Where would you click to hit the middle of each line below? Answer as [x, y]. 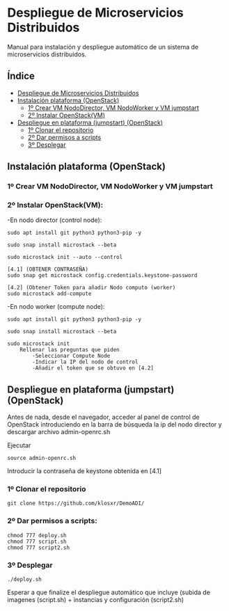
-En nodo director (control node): [55, 220]
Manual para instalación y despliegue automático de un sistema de [103, 47]
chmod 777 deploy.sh [37, 535]
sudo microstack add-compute [49, 294]
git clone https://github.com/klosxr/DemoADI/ [76, 503]
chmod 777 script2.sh [39, 548]
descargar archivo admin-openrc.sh [59, 432]
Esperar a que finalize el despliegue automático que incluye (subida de [109, 592]
